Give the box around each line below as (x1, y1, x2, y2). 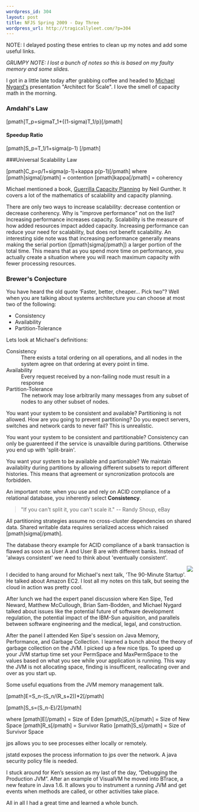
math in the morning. (6, 89, 57, 97)
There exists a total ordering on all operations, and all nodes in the (21, 354, 182, 362)
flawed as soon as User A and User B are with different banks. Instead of (6, 548, 184, 555)
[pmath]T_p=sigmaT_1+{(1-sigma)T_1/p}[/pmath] (6, 118, 123, 125)
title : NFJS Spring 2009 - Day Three (6, 20, 99, 25)
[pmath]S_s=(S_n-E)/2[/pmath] (6, 704, 82, 711)
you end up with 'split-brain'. (6, 446, 76, 453)
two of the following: (6, 300, 56, 308)
